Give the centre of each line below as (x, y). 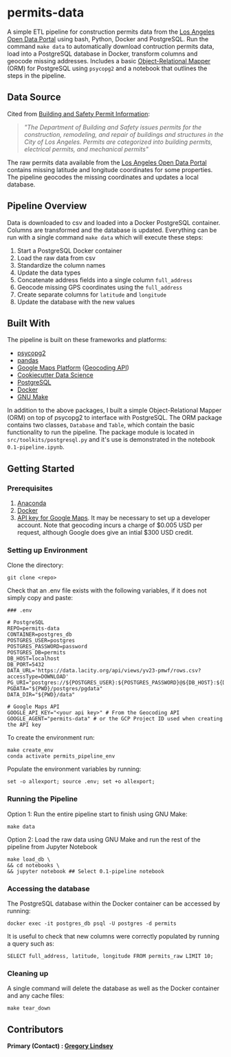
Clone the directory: (35, 565)
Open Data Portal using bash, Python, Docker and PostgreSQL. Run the (108, 39)
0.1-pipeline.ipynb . (36, 447)
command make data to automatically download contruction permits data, (111, 46)
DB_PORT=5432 (26, 665)
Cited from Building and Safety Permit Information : (78, 114)
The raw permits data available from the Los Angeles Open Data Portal (107, 162)
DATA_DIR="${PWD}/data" (41, 695)
